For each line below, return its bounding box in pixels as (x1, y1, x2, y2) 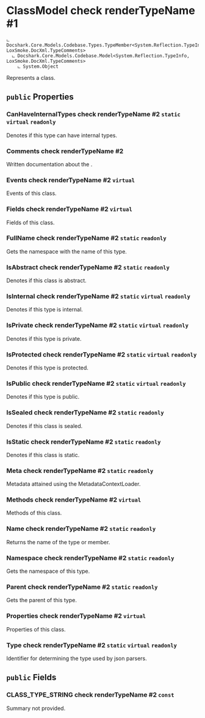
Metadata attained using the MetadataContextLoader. (6, 480, 141, 488)
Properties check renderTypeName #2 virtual (6, 612, 146, 620)
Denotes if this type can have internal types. (6, 132, 118, 139)
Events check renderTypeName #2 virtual (6, 176, 135, 184)
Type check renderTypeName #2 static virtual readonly (6, 641, 177, 649)
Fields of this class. (6, 219, 55, 226)
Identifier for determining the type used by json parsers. (6, 655, 148, 662)
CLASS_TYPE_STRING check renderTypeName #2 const (6, 691, 174, 699)
